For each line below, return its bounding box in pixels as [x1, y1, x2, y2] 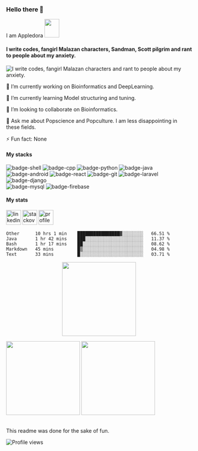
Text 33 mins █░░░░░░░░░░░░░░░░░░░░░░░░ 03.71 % [6, 251, 170, 257]
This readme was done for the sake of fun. [6, 427, 110, 434]
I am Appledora [6, 32, 44, 39]
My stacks [6, 151, 32, 158]
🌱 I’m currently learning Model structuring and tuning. [6, 94, 137, 101]
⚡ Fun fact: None [6, 135, 47, 142]
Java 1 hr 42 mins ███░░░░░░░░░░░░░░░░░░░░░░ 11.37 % [6, 236, 170, 242]
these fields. [6, 124, 37, 131]
